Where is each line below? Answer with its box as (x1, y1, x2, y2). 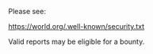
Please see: (8, 7, 46, 16)
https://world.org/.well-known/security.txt (8, 22, 145, 31)
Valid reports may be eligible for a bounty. (8, 37, 145, 46)
